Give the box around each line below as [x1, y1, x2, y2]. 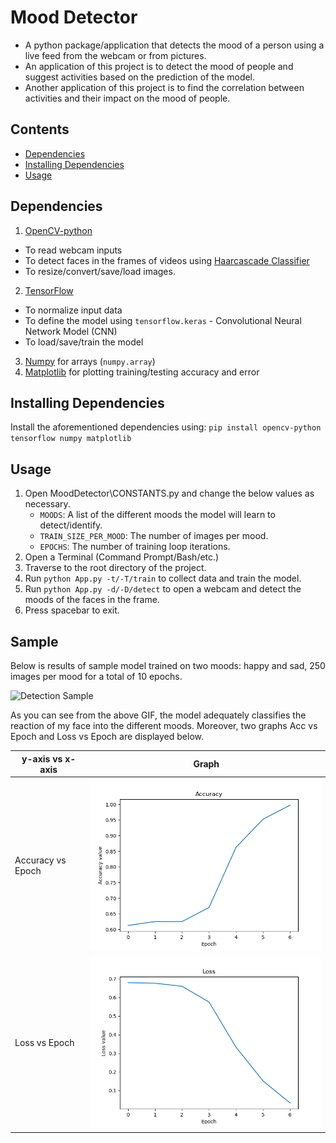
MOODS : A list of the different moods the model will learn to [39, 509, 276, 521]
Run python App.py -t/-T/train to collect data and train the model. [24, 572, 302, 585]
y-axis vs [21, 752, 63, 765]
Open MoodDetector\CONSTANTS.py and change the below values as [24, 487, 315, 500]
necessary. [24, 498, 71, 510]
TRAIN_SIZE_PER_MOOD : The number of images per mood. [39, 530, 269, 542]
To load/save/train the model [24, 336, 144, 348]
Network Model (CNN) [24, 325, 118, 337]
